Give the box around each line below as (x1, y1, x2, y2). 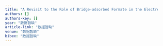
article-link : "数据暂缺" (5, 25, 55, 30)
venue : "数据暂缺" (5, 29, 40, 34)
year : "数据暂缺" (5, 20, 37, 25)
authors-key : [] (5, 16, 38, 21)
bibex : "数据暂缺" (5, 34, 40, 39)
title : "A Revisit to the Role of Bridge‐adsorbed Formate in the (5, 7, 142, 12)
